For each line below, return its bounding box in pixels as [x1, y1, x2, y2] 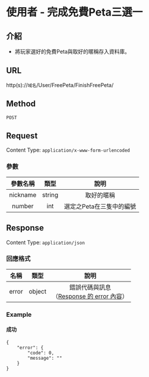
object [28, 287, 46, 295]
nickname [9, 190, 37, 199]
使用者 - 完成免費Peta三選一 [6, 5, 143, 19]
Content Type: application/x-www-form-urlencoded [6, 147, 131, 154]
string [42, 190, 59, 199]
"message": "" [27, 355, 62, 361]
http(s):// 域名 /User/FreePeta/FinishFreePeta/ [6, 81, 114, 88]
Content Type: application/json [6, 239, 85, 246]
